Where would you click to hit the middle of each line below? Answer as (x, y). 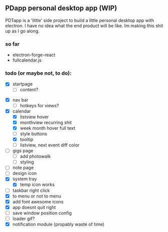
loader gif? (24, 218)
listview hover (34, 117)
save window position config (42, 213)
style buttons (34, 134)
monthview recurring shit (46, 122)
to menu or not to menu (37, 196)
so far (13, 44)
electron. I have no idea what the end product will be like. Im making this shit (84, 26)
